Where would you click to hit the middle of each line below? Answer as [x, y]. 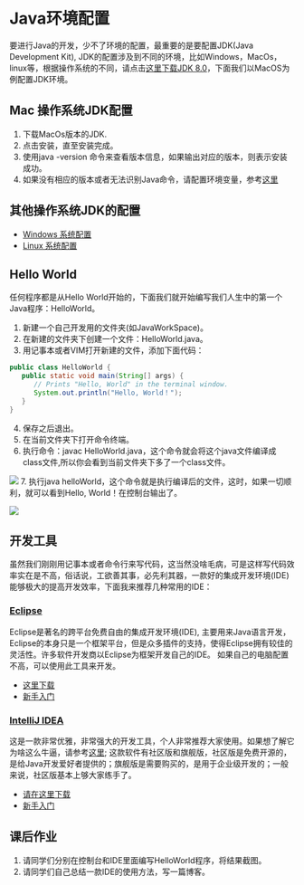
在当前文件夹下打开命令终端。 [78, 439]
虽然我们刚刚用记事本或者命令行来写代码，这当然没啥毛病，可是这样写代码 [148, 564]
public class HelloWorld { [60, 367]
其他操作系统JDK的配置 [75, 210]
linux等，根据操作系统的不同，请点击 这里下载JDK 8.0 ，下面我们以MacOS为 [150, 68]
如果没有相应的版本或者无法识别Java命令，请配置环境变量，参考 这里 [150, 179]
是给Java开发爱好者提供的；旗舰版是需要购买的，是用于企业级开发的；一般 [149, 764]
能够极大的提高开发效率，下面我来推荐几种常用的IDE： [111, 587]
